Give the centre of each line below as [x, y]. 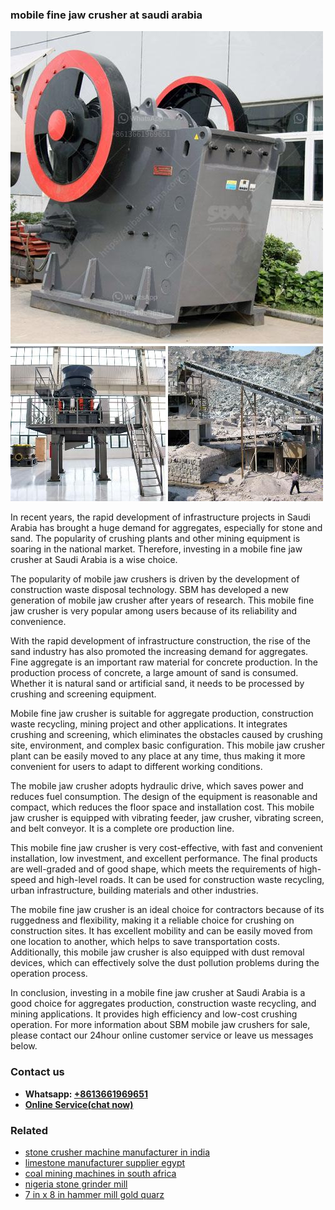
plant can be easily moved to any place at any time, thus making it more [158, 756]
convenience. [38, 622]
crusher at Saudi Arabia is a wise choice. [94, 560]
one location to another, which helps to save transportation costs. [145, 942]
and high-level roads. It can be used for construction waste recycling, [181, 880]
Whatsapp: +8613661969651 [86, 1094]
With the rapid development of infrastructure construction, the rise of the [160, 641]
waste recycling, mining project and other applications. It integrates [149, 724]
